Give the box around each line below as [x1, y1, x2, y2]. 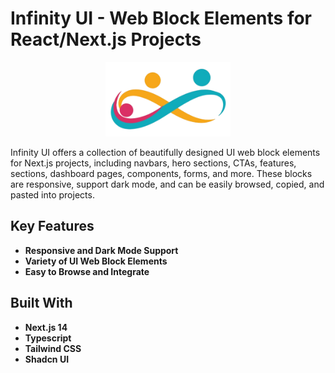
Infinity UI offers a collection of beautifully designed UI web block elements [10, 147, 321, 159]
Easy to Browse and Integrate [24, 265, 150, 277]
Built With [10, 295, 73, 312]
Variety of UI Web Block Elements [24, 255, 168, 267]
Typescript [24, 332, 72, 344]
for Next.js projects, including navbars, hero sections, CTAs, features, [10, 157, 297, 169]
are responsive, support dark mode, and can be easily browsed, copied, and [10, 178, 325, 191]
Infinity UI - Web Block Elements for [10, 7, 313, 30]
